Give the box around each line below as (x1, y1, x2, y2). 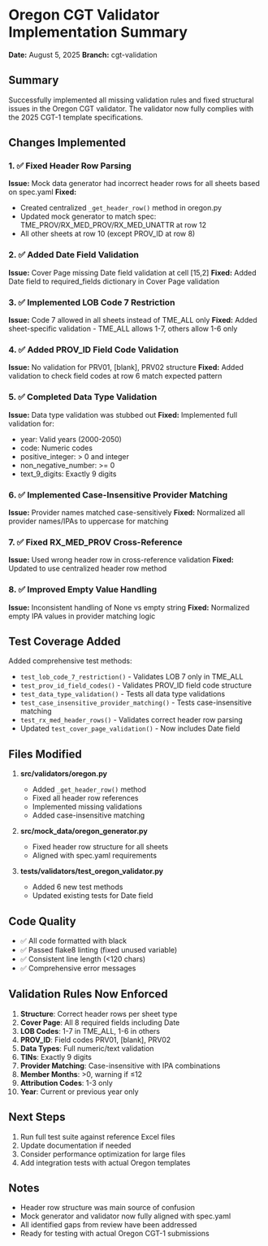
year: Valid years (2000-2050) (19, 434, 122, 444)
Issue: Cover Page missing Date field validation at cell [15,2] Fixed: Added (8, 267, 257, 277)
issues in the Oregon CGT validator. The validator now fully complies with (8, 103, 254, 113)
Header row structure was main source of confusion (19, 1203, 196, 1213)
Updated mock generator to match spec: (19, 211, 157, 221)
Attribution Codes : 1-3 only (19, 1078, 114, 1088)
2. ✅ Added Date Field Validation (8, 250, 140, 261)
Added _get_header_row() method (32, 784, 146, 794)
